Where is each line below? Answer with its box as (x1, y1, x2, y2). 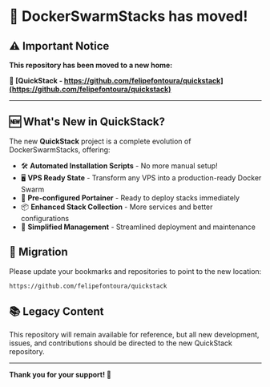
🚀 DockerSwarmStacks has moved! (9, 7, 248, 26)
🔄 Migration (9, 245, 69, 259)
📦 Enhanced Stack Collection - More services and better (20, 202, 213, 212)
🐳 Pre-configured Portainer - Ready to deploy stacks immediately (20, 192, 240, 203)
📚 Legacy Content (9, 304, 104, 319)
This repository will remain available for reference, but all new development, (9, 330, 260, 340)
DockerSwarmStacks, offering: (9, 144, 111, 155)
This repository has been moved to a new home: (9, 60, 173, 70)
